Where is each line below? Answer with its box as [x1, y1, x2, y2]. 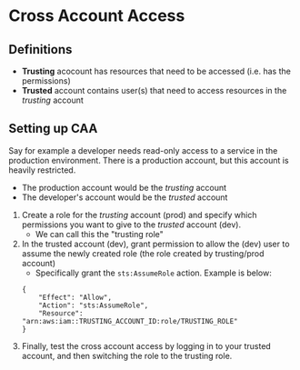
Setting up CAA [8, 121, 98, 136]
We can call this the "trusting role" [35, 228, 165, 239]
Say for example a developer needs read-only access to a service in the [8, 145, 278, 155]
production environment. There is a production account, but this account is [8, 155, 289, 165]
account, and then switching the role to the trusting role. [21, 350, 233, 361]
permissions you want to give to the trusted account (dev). [21, 219, 242, 230]
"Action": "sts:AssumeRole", [38, 301, 149, 310]
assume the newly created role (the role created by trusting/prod [21, 247, 265, 259]
